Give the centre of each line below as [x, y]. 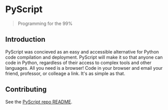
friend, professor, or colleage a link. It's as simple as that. [65, 73]
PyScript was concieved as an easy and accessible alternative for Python [82, 51]
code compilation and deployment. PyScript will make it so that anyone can [84, 57]
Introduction [25, 39]
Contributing [26, 89]
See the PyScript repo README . [39, 102]
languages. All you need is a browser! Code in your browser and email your [84, 68]
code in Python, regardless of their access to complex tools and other [78, 63]
